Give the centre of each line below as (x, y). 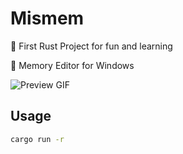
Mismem (47, 18)
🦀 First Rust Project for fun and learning (91, 46)
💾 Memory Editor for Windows (72, 65)
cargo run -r (37, 139)
